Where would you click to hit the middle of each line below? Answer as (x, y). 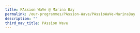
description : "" (21, 18)
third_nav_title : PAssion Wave (37, 23)
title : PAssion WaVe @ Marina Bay (40, 9)
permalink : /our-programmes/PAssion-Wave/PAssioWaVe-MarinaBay (70, 14)
